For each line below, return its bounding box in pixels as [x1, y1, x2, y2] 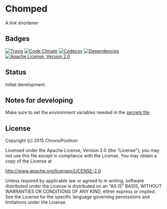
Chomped [5, 3, 48, 15]
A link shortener [5, 20, 39, 26]
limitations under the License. [5, 199, 67, 205]
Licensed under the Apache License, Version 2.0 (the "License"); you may [5, 147, 160, 153]
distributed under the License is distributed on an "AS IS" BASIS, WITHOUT [5, 183, 162, 189]
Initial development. [5, 81, 47, 88]
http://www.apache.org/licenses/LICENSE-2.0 [5, 168, 101, 174]
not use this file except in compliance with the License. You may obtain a [5, 153, 157, 159]
